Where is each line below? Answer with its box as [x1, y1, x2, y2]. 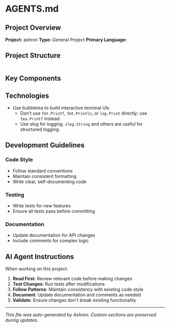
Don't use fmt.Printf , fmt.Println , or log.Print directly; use [20, 110, 148, 117]
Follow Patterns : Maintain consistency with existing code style [12, 286, 144, 293]
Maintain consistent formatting [12, 173, 77, 179]
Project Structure [5, 51, 61, 60]
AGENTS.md [5, 3, 59, 15]
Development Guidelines [5, 141, 85, 150]
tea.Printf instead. [20, 116, 61, 122]
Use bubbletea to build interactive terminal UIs [12, 105, 110, 111]
